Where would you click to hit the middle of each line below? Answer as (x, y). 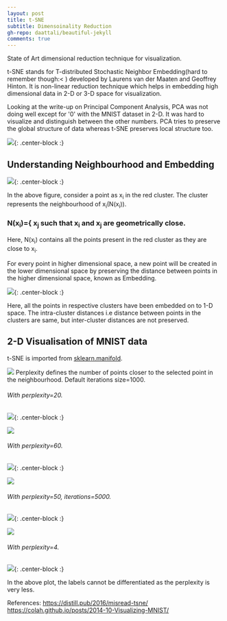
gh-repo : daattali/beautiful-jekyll (59, 33)
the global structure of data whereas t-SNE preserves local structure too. (110, 129)
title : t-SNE (26, 20)
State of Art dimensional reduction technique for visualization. (94, 58)
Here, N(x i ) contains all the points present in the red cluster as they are (107, 241)
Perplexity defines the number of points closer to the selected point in (114, 372)
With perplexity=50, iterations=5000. (59, 496)
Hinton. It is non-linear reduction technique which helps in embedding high (112, 86)
